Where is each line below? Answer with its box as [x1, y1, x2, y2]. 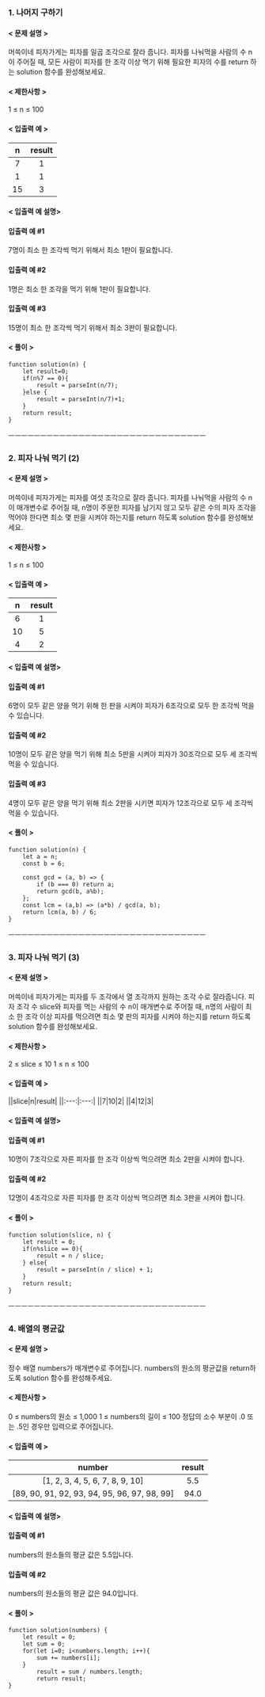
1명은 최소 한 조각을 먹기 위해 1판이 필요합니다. [8, 284, 151, 294]
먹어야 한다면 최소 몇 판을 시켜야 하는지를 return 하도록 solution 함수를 [8, 513, 227, 522]
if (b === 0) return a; [36, 880, 115, 888]
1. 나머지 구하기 [8, 6, 63, 17]
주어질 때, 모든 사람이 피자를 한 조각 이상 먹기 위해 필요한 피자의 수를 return [16, 57, 249, 67]
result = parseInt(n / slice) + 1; [36, 1265, 154, 1273]
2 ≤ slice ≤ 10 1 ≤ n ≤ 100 [8, 1059, 89, 1069]
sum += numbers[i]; [36, 1654, 101, 1662]
